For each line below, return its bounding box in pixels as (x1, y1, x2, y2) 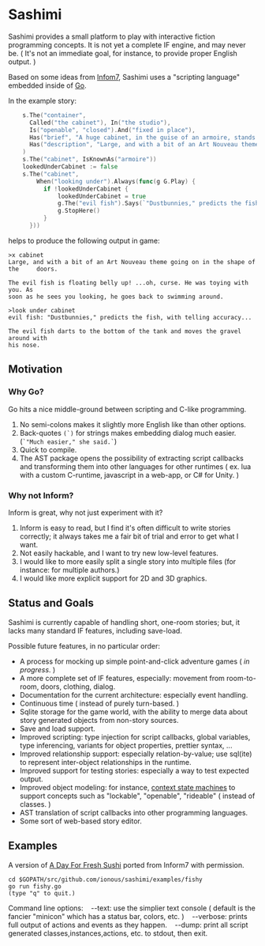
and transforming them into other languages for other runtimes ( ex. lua (19, 461, 252, 471)
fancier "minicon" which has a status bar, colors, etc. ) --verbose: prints (8, 911, 248, 921)
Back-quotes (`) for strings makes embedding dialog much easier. (19, 428, 237, 437)
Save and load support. (19, 724, 96, 733)
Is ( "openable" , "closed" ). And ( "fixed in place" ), (28, 126, 196, 134)
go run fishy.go (8, 882, 62, 891)
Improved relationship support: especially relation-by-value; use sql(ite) (19, 749, 252, 759)
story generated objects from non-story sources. (19, 715, 179, 725)
